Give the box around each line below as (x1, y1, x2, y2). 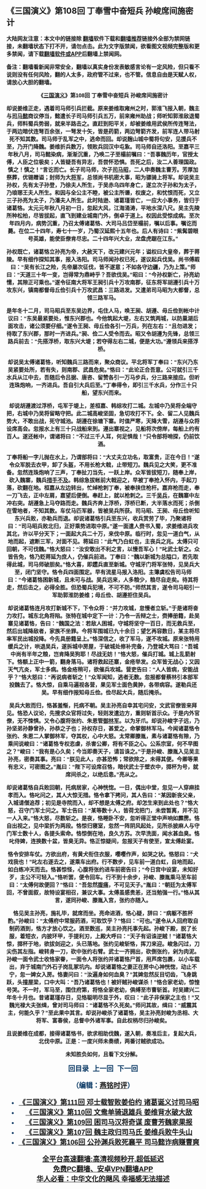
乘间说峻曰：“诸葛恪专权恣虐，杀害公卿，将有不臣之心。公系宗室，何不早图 (7, 740, 199, 747)
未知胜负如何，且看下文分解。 (65, 1050, 141, 1058)
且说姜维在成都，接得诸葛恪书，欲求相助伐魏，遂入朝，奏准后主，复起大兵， (6, 1030, 200, 1037)
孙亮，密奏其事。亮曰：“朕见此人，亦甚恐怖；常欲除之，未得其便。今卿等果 (7, 755, 199, 762)
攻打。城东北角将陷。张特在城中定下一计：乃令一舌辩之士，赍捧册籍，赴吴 (11, 612, 200, 619)
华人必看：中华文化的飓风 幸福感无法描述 (36, 1175, 170, 1183)
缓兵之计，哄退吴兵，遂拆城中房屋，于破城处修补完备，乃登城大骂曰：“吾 (7, 643, 193, 650)
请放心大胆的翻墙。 (6, 78, 55, 86)
